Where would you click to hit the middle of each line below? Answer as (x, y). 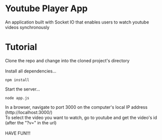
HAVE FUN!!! (18, 133)
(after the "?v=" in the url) (31, 122)
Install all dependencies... (31, 71)
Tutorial (21, 47)
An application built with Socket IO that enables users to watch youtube (77, 22)
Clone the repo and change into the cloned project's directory (67, 60)
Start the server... (23, 89)
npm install (17, 80)
